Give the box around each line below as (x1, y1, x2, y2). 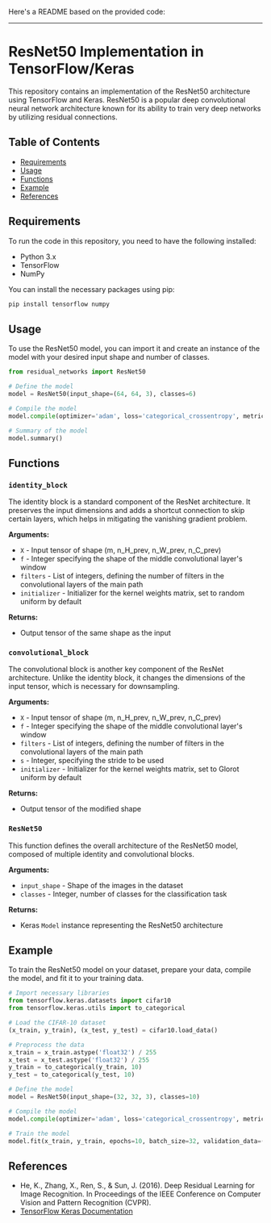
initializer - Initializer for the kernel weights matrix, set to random (19, 588, 244, 598)
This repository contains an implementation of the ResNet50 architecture (8, 86, 251, 96)
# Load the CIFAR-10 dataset (8, 1019, 106, 1027)
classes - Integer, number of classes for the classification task (19, 889, 227, 899)
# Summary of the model (8, 427, 89, 435)
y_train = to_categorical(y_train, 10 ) (8, 1063, 143, 1071)
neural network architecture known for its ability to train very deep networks (8, 103, 261, 113)
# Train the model (8, 1129, 70, 1137)
